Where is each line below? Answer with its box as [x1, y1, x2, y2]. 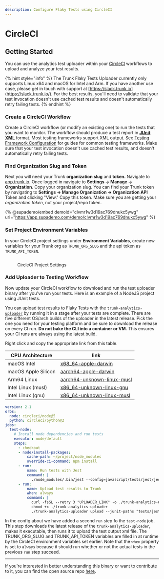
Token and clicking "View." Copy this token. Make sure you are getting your [5, 194, 157, 200]
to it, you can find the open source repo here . [5, 568, 96, 574]
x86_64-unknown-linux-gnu [60, 384, 128, 391]
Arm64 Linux [7, 376, 38, 383]
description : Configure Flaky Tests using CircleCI [5, 7, 112, 12]
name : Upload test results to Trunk [26, 486, 102, 491]
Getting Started [5, 47, 53, 56]
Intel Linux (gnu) [7, 392, 45, 399]
